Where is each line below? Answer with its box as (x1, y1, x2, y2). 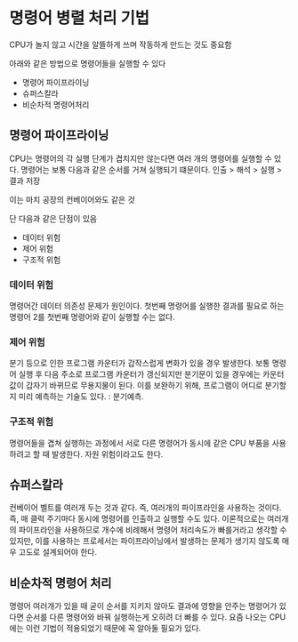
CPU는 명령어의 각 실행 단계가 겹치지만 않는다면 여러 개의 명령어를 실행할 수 (9, 153, 273, 164)
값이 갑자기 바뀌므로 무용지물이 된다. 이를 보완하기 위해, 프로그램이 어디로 (9, 380, 263, 391)
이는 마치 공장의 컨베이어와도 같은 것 (9, 194, 135, 205)
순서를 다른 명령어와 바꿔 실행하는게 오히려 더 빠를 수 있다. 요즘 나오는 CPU (25, 612, 286, 622)
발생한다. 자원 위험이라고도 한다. (52, 448, 164, 459)
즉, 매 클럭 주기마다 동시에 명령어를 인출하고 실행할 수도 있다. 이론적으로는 (9, 513, 265, 525)
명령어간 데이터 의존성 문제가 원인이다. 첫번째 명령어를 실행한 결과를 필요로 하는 (9, 301, 285, 311)
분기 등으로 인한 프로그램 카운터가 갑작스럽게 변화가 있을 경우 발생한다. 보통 (9, 357, 270, 369)
